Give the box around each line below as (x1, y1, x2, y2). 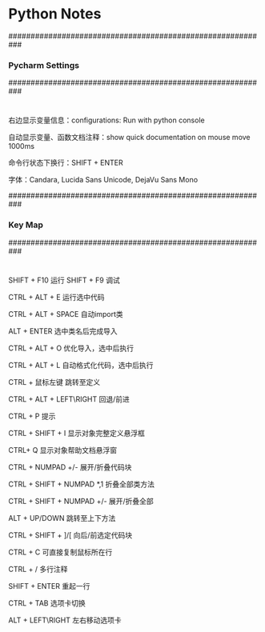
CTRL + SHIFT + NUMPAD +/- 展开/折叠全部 (8, 496, 154, 506)
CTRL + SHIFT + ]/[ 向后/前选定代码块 (8, 530, 133, 540)
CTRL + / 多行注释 (8, 564, 68, 574)
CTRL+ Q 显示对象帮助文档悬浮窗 (8, 445, 118, 454)
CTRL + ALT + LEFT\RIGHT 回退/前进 (8, 394, 130, 404)
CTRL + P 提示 (8, 411, 56, 421)
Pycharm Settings (8, 59, 80, 70)
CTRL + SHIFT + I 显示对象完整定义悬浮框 (8, 428, 146, 438)
